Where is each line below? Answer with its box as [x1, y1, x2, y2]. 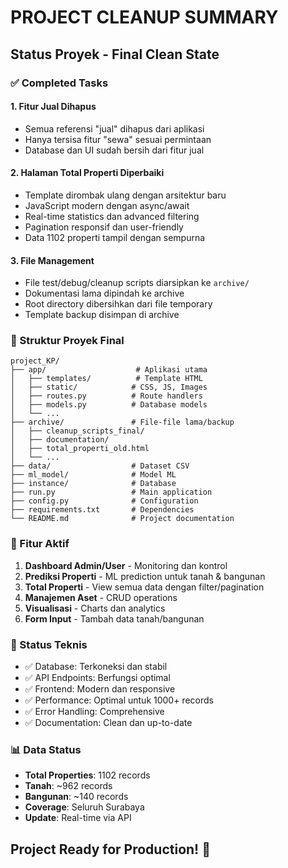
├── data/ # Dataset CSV [10, 461, 190, 471]
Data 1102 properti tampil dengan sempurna [24, 231, 206, 243]
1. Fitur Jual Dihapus [10, 101, 97, 113]
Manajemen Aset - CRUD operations [24, 591, 178, 603]
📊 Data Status [10, 742, 82, 756]
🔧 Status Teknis [10, 637, 88, 651]
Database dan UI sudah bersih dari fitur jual [24, 144, 205, 156]
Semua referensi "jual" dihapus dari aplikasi [24, 122, 205, 135]
